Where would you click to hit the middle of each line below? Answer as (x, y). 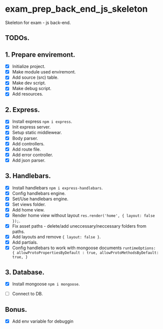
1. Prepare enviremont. (40, 55)
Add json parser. (29, 160)
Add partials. (25, 242)
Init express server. (31, 127)
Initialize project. (29, 67)
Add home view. (28, 210)
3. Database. (25, 272)
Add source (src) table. (35, 77)
